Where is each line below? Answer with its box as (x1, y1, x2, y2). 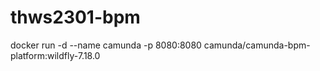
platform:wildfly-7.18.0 (10, 49, 101, 61)
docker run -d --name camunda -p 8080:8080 (10, 39, 202, 51)
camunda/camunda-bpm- (203, 39, 311, 51)
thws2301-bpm (10, 6, 141, 29)
